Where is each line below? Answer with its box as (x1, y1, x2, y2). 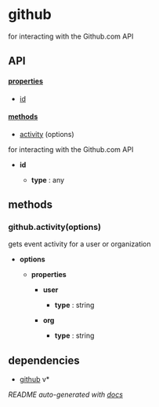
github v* (19, 375, 50, 384)
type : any (31, 175, 65, 184)
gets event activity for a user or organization (8, 239, 151, 249)
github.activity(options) (8, 222, 102, 233)
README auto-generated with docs (8, 390, 124, 399)
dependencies (8, 353, 80, 367)
